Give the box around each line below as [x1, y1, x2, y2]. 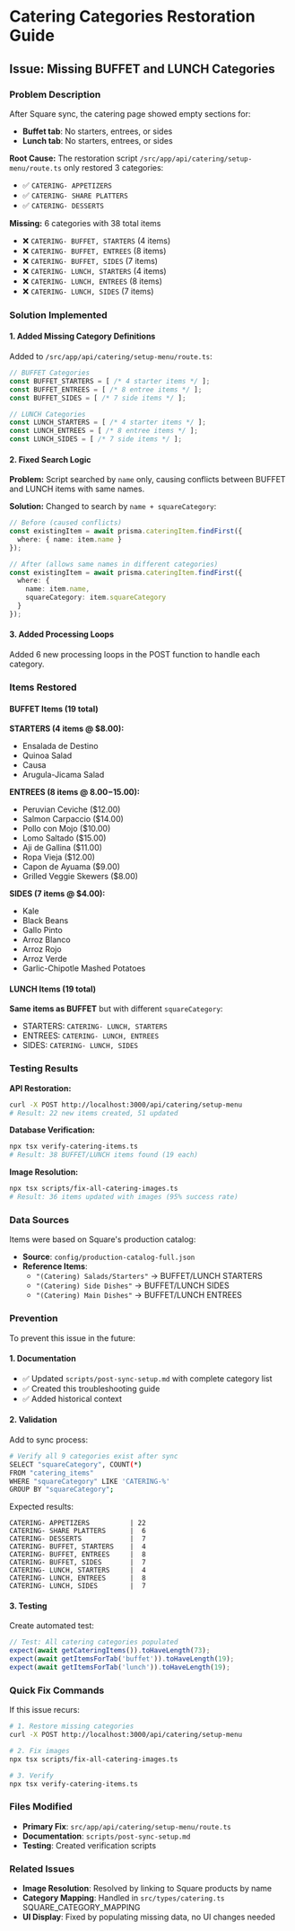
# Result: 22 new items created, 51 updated [9, 1108, 178, 1117]
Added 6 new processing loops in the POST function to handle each [9, 649, 260, 660]
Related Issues [9, 1862, 74, 1874]
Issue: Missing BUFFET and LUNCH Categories [9, 61, 275, 76]
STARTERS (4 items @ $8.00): [9, 723, 125, 734]
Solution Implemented [9, 308, 108, 321]
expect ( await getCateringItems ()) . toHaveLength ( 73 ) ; [9, 1646, 211, 1655]
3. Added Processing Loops [9, 629, 115, 639]
